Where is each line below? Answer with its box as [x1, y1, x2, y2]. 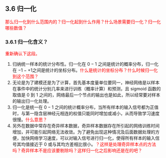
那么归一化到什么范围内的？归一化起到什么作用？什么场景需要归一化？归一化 [5, 19, 161, 25]
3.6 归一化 [5, 4, 37, 13]
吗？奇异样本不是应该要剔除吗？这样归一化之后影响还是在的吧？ [12, 148, 142, 154]
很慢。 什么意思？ [12, 117, 47, 122]
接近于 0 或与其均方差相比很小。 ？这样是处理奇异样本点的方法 [29, 141, 157, 147]
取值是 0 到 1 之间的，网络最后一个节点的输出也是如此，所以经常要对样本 [12, 92, 161, 98]
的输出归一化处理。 [12, 98, 52, 104]
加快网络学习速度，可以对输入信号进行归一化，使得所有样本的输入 [21, 135, 156, 141]
